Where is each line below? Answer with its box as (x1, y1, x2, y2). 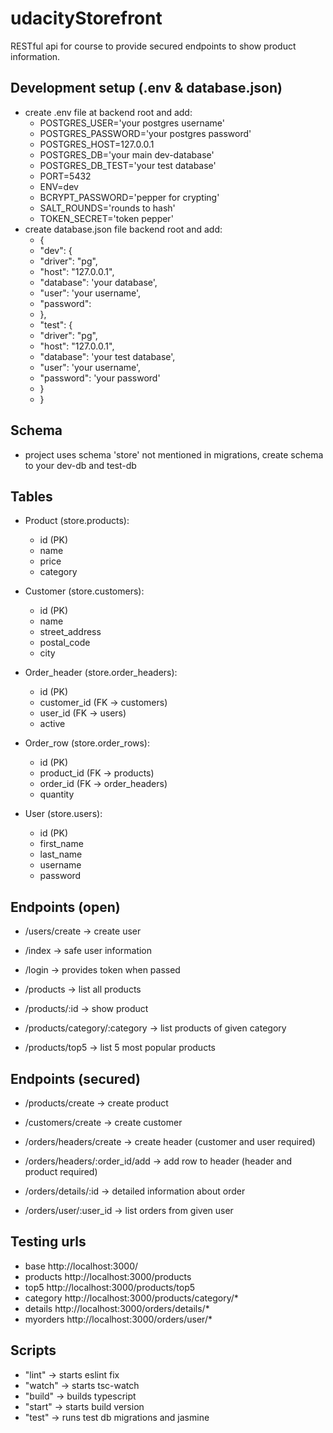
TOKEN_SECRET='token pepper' (39, 212, 174, 224)
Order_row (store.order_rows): (24, 737, 151, 749)
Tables (10, 488, 53, 505)
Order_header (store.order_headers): (24, 667, 178, 679)
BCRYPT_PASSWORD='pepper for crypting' (39, 191, 220, 203)
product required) (24, 1166, 98, 1177)
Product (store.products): (24, 515, 130, 527)
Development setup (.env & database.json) (10, 80, 283, 97)
